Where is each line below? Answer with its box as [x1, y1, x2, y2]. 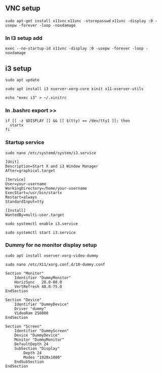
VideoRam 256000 [14, 310, 49, 315]
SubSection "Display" [14, 346, 60, 351]
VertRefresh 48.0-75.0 [14, 284, 62, 289]
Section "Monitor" [5, 270, 44, 276]
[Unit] [5, 159, 19, 164]
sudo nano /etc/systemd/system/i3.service [5, 150, 96, 156]
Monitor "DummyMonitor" [14, 337, 65, 342]
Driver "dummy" [14, 306, 47, 311]
